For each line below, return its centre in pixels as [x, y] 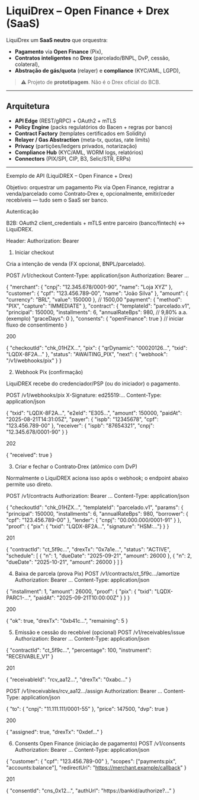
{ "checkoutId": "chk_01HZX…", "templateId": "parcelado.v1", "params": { [95, 507]
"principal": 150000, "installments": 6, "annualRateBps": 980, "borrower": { [97, 513]
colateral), [27, 64]
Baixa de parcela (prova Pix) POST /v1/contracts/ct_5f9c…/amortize [97, 573]
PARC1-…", [19, 597]
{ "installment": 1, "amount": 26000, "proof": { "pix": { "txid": [80, 591]
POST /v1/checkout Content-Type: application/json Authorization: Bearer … [98, 275]
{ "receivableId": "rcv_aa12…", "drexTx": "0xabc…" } [69, 679]
